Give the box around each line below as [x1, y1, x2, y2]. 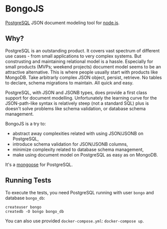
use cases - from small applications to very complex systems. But [5, 53, 142, 59]
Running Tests [5, 176, 51, 185]
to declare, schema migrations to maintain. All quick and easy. [5, 80, 134, 86]
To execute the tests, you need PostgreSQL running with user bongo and [5, 189, 154, 195]
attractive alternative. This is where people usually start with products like [5, 69, 158, 75]
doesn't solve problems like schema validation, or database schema [5, 105, 146, 111]
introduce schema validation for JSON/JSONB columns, [12, 141, 128, 147]
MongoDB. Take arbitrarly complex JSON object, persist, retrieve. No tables [5, 74, 162, 81]
